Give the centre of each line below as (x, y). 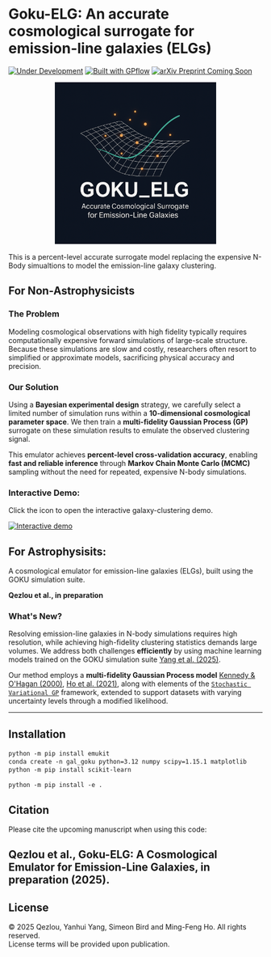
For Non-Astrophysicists (72, 291)
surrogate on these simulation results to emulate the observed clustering (129, 430)
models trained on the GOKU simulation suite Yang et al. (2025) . (115, 659)
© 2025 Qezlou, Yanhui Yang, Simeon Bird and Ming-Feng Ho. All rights (127, 927)
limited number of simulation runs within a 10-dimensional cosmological (129, 413)
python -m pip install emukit (59, 754)
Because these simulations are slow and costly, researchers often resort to (132, 349)
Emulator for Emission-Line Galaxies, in (109, 868)
